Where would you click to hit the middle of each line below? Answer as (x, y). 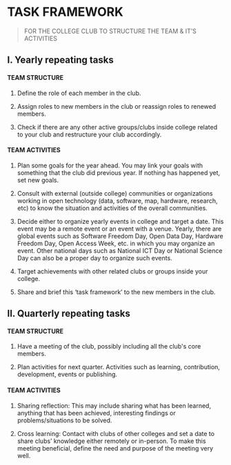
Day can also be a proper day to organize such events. (94, 258)
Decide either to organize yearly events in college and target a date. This (120, 221)
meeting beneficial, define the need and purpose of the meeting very (115, 448)
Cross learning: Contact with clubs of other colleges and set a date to (116, 433)
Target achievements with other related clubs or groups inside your (112, 271)
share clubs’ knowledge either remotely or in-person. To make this (111, 441)
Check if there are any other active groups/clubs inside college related (117, 127)
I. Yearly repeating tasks (60, 60)
